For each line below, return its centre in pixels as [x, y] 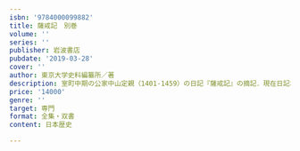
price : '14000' [37, 91]
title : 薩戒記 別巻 [43, 26]
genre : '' [28, 100]
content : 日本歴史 [41, 125]
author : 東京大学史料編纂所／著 [62, 75]
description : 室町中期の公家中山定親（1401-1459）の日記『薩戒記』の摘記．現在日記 [150, 83]
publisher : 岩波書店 [45, 51]
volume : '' [29, 34]
